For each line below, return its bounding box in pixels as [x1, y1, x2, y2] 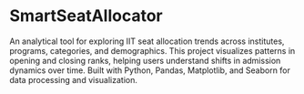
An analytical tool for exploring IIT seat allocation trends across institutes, [9, 36, 285, 47]
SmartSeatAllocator [9, 5, 163, 26]
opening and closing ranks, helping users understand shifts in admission [9, 55, 281, 66]
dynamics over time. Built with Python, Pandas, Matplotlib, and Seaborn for [9, 65, 291, 76]
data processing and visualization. [9, 74, 138, 85]
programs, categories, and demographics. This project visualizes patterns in [9, 45, 296, 56]
